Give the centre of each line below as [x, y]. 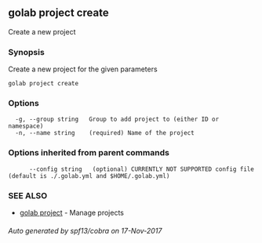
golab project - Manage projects [71, 212]
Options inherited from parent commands [89, 153]
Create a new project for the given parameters [83, 69]
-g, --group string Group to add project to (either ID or [117, 120]
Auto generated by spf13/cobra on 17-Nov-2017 [85, 230]
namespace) [26, 126]
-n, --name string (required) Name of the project [105, 133]
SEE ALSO [28, 195]
